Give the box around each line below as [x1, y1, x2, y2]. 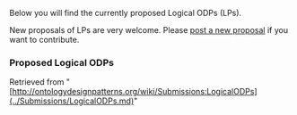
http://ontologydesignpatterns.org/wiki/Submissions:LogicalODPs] [12, 86, 258, 97]
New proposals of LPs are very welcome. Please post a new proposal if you [9, 25, 289, 35]
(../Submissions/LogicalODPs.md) [9, 95, 135, 106]
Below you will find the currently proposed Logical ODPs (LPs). [9, 8, 242, 18]
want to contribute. [9, 35, 80, 45]
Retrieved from [9, 77, 65, 87]
